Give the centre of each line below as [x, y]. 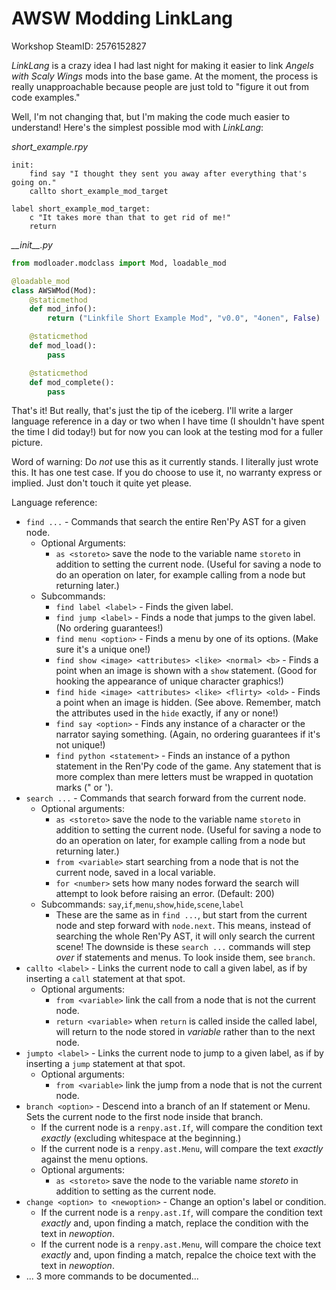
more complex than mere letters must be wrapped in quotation [184, 777]
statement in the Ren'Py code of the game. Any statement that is [188, 766]
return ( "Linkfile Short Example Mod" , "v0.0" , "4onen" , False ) [184, 318]
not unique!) [80, 745]
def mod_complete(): [72, 382]
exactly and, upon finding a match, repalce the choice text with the [178, 1255]
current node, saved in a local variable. [135, 873]
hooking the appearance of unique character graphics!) [169, 681]
